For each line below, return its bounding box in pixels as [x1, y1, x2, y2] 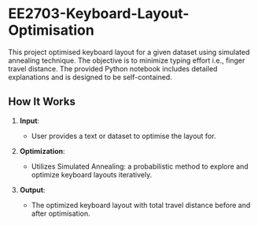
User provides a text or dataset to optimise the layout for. [31, 131, 216, 140]
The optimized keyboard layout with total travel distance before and [31, 200, 251, 210]
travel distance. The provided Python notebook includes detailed [8, 64, 218, 73]
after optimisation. [31, 209, 90, 218]
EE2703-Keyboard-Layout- [8, 5, 190, 23]
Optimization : [19, 146, 65, 155]
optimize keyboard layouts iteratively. [31, 169, 153, 179]
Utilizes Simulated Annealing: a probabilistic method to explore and [31, 162, 249, 171]
